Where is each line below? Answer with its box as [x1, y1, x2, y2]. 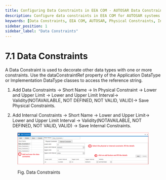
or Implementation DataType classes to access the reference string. [5, 77, 143, 83]
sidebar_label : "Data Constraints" [5, 29, 79, 34]
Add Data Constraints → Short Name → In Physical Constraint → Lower [12, 87, 157, 93]
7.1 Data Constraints [5, 51, 88, 62]
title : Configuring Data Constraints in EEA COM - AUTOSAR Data [5, 8, 140, 13]
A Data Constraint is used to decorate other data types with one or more [5, 67, 152, 73]
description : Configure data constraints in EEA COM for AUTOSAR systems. [5, 13, 163, 18]
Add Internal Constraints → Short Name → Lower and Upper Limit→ [12, 112, 150, 118]
